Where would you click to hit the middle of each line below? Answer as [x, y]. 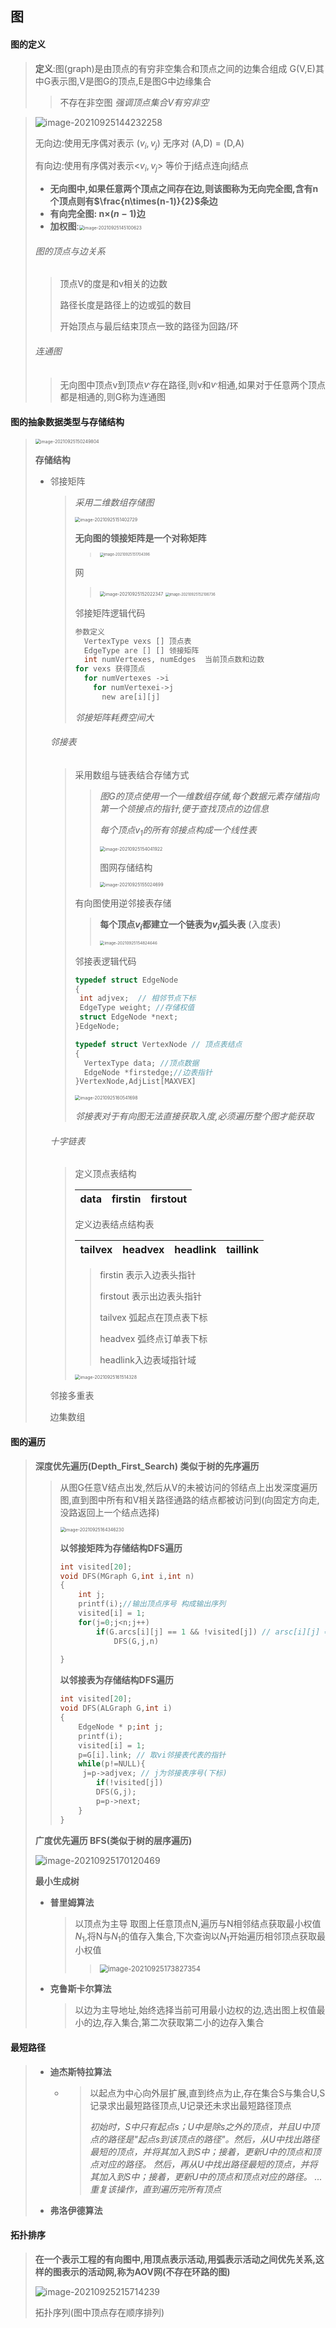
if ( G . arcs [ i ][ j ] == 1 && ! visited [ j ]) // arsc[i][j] [208, 1632]
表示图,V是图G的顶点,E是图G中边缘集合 [131, 81]
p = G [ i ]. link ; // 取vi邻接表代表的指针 [152, 1755]
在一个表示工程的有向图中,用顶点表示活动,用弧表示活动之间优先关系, [175, 2259]
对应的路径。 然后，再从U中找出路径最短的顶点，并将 [208, 2164]
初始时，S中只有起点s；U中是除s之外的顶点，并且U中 [200, 2126]
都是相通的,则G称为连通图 [113, 397]
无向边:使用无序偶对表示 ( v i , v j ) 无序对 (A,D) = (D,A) [139, 144]
